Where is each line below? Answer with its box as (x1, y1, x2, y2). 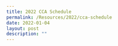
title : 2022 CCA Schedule (6, 8, 71, 15)
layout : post (6, 25, 39, 32)
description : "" (6, 31, 47, 37)
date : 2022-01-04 (6, 20, 50, 26)
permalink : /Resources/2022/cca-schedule (6, 14, 113, 20)
